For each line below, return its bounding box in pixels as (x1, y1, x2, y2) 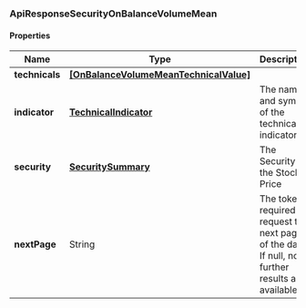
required (259, 204, 296, 217)
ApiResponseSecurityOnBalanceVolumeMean (9, 7, 218, 20)
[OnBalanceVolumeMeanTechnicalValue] (69, 68, 251, 81)
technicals (14, 68, 61, 81)
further (259, 261, 290, 273)
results (259, 272, 289, 285)
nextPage (14, 238, 56, 251)
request (259, 215, 293, 228)
